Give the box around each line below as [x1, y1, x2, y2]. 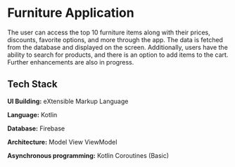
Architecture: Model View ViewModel [7, 138, 118, 146]
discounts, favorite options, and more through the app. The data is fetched [7, 35, 224, 44]
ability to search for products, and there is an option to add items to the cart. [7, 51, 229, 59]
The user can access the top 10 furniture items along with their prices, [7, 28, 211, 36]
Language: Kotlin [7, 110, 58, 119]
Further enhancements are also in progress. [7, 58, 134, 66]
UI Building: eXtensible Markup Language [7, 97, 129, 105]
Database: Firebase [7, 124, 65, 133]
